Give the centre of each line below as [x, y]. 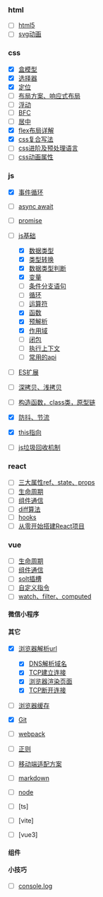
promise [30, 220]
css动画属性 [36, 157]
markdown [34, 778]
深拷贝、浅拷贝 [40, 387]
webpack [31, 734]
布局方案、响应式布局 [49, 96]
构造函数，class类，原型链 [57, 402]
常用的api [43, 357]
